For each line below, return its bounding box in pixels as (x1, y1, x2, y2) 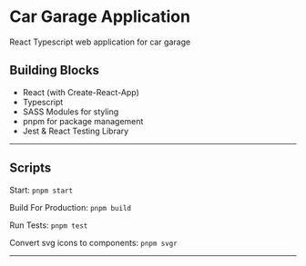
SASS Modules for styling (22, 106, 119, 117)
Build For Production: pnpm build (9, 202, 132, 212)
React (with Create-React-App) (22, 86, 139, 97)
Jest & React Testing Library (22, 125, 129, 136)
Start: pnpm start (9, 184, 74, 195)
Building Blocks (9, 63, 100, 78)
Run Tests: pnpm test (9, 220, 88, 231)
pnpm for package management (22, 115, 144, 126)
